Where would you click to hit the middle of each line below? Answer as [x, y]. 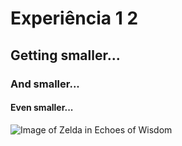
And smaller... [45, 84]
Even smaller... [42, 108]
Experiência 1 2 [74, 18]
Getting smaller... [65, 55]
